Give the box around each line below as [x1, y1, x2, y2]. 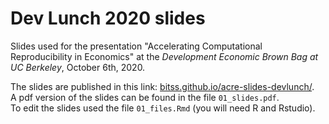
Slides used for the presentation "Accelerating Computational [10, 40, 263, 52]
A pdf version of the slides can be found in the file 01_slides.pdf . [10, 91, 280, 103]
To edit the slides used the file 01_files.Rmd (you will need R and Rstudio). [10, 102, 316, 114]
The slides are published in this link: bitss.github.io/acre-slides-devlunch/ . [10, 80, 315, 92]
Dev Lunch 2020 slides [10, 7, 206, 30]
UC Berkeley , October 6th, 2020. [10, 61, 146, 73]
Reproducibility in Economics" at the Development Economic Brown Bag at [10, 50, 319, 62]
